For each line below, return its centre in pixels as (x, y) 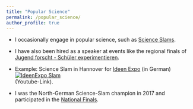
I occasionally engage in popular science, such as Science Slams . (95, 40)
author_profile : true (33, 23)
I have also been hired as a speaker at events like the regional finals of (101, 51)
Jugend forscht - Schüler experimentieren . (67, 58)
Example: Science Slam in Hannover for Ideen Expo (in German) (93, 69)
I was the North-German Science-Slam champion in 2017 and (90, 94)
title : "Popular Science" (38, 12)
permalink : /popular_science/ (44, 17)
